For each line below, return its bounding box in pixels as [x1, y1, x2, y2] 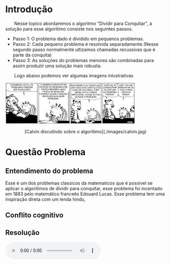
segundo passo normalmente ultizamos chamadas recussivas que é [12, 46, 156, 52]
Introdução [5, 4, 53, 15]
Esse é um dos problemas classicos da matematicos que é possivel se [5, 180, 153, 186]
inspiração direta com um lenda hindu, [5, 196, 86, 202]
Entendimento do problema [5, 166, 93, 175]
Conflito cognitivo [5, 211, 64, 220]
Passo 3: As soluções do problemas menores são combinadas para [12, 57, 154, 63]
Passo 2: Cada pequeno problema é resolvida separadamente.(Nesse [12, 41, 159, 47]
